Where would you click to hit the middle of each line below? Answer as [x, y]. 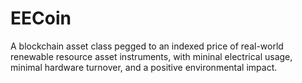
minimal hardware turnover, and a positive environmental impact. [144, 67]
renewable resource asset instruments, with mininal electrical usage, [151, 56]
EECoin [41, 18]
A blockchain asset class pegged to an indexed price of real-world [147, 46]
